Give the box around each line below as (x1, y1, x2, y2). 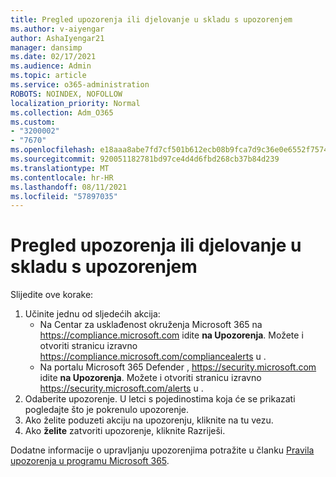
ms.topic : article (10, 71, 87, 81)
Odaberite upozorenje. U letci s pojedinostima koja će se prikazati (24, 393, 296, 405)
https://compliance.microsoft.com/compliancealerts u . (39, 351, 267, 363)
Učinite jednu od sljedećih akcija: (24, 308, 161, 320)
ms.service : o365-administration (10, 80, 150, 90)
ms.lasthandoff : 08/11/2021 (10, 182, 128, 192)
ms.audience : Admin (10, 61, 92, 71)
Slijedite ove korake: (10, 289, 94, 301)
